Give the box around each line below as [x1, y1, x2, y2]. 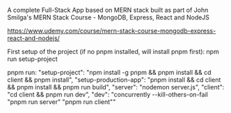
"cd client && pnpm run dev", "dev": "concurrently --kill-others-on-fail [7, 90, 209, 98]
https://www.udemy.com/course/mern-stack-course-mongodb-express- [7, 27, 216, 35]
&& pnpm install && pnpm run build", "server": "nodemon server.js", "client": [7, 83, 225, 91]
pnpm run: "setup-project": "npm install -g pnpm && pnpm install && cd [7, 69, 212, 76]
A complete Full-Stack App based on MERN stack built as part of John [7, 6, 209, 14]
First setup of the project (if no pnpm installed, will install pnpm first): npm [7, 48, 219, 55]
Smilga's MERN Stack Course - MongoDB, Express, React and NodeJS [7, 13, 210, 21]
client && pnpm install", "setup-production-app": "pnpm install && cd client [7, 76, 221, 84]
